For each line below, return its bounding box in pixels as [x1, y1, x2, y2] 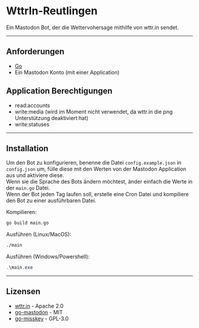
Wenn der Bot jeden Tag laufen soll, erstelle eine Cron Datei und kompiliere [6, 191, 190, 198]
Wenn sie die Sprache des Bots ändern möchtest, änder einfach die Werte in [6, 178, 193, 185]
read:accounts [14, 102, 50, 109]
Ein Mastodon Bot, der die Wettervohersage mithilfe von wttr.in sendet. [6, 24, 179, 31]
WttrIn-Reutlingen [6, 4, 98, 18]
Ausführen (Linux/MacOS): [6, 231, 72, 238]
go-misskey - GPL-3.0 [14, 315, 69, 322]
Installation [6, 143, 49, 153]
